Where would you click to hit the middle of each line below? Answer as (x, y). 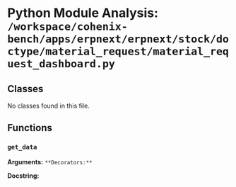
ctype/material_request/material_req (118, 51)
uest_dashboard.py (61, 64)
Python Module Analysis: (83, 13)
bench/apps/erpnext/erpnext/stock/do (118, 39)
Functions (30, 128)
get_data (22, 147)
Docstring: (23, 176)
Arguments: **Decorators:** (50, 161)
